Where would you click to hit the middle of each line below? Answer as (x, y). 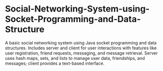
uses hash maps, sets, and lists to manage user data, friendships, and (75, 58)
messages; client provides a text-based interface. (55, 63)
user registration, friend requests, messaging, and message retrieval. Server (81, 53)
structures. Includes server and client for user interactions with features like (81, 48)
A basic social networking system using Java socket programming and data (81, 43)
